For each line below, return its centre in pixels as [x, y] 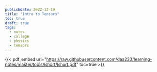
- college [19, 37]
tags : [10, 28]
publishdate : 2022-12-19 [30, 9]
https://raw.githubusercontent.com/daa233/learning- [99, 59]
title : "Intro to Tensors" [32, 14]
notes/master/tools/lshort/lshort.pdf [41, 64]
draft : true [17, 23]
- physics [19, 41]
